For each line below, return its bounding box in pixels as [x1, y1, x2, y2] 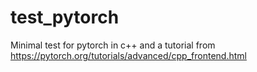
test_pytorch [10, 6, 120, 29]
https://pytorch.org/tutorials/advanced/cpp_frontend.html [10, 49, 247, 61]
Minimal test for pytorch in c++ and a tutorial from [10, 39, 216, 51]
